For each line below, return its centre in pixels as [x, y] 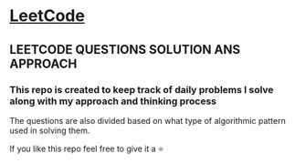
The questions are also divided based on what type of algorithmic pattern [147, 120]
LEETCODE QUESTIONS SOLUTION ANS [125, 50]
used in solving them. [50, 130]
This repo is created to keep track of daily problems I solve [142, 89]
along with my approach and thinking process [113, 101]
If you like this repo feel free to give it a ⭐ [87, 148]
